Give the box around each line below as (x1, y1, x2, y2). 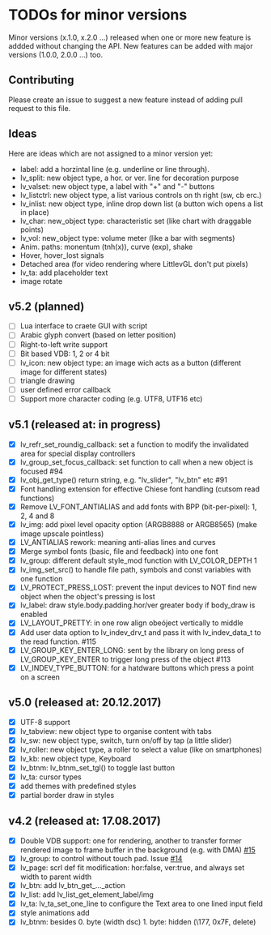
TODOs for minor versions (8, 6, 188, 24)
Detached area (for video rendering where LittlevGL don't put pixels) (19, 259, 248, 268)
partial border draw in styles (19, 791, 115, 800)
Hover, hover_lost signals (19, 250, 104, 260)
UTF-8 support (19, 717, 70, 727)
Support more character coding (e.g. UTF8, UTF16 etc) (19, 393, 203, 403)
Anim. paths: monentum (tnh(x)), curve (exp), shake (19, 242, 193, 251)
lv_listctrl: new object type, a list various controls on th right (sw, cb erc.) (19, 190, 262, 199)
